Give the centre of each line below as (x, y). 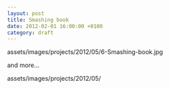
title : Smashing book (38, 20)
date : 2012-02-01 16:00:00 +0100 (55, 26)
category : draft (30, 33)
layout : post (26, 13)
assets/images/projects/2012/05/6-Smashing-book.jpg (85, 52)
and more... (23, 65)
